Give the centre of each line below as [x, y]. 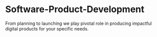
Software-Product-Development [75, 9]
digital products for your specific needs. [47, 28]
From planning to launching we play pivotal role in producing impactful [78, 23]
